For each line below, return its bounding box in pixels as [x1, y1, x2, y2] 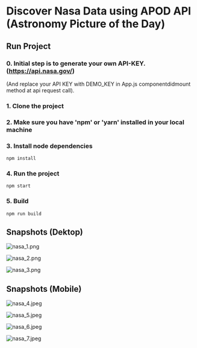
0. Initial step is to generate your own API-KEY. [6, 59, 146, 68]
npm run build [6, 210, 42, 217]
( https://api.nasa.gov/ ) [6, 66, 75, 75]
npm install [6, 156, 36, 162]
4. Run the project [6, 169, 60, 177]
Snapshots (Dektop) [6, 227, 83, 237]
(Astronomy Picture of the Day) [6, 17, 166, 31]
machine [6, 125, 33, 134]
